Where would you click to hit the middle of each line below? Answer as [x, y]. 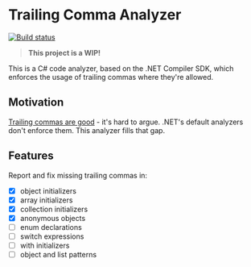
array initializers [46, 200]
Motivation [36, 102]
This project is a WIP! [64, 52]
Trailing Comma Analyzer [95, 15]
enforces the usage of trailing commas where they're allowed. [111, 77]
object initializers [48, 190]
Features [31, 156]
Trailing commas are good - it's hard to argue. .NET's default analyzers [126, 122]
